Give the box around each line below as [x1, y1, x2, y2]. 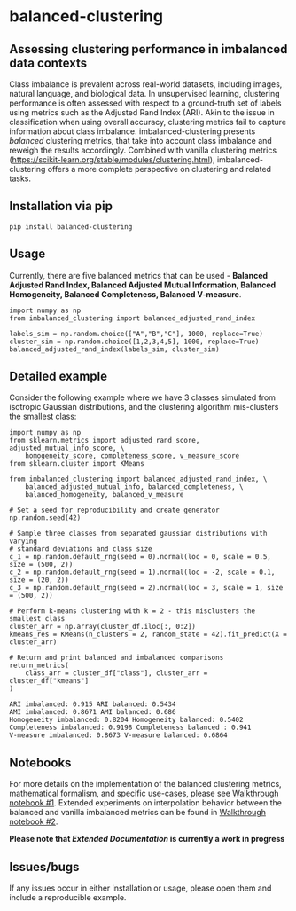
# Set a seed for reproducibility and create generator [9, 506, 220, 515]
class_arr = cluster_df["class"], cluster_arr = [25, 669, 208, 678]
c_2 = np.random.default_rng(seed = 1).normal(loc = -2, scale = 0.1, [9, 568, 276, 577]
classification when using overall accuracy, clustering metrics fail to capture [9, 117, 286, 127]
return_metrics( [9, 661, 69, 671]
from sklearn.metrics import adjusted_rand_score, [9, 436, 200, 445]
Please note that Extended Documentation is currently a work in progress [9, 834, 285, 844]
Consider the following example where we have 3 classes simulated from [9, 392, 277, 403]
